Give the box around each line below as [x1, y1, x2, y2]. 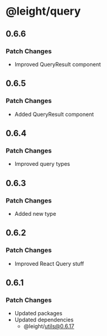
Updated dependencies [14, 316, 74, 324]
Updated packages [14, 310, 63, 317]
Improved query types [14, 160, 71, 168]
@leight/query [5, 4, 81, 18]
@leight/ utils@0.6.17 [23, 323, 74, 330]
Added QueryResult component [14, 110, 94, 118]
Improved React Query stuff [14, 260, 85, 267]
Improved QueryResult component [14, 60, 102, 68]
